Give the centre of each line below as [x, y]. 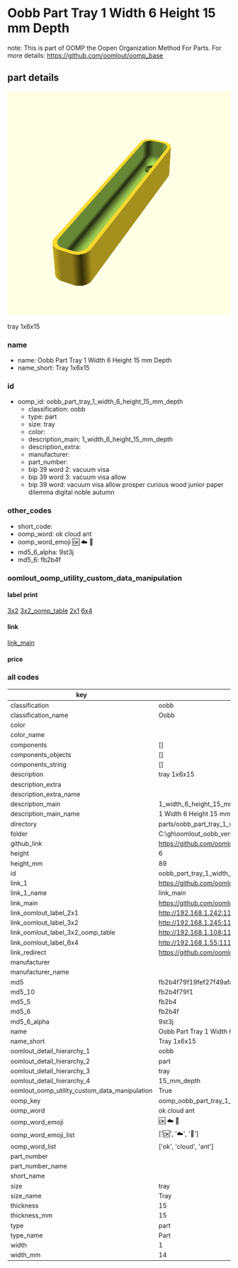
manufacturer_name [40, 972]
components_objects [41, 754]
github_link [26, 844]
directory [24, 824]
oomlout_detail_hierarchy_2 [50, 1061]
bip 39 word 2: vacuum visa [69, 470]
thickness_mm [32, 1215]
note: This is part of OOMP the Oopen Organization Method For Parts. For [114, 48]
